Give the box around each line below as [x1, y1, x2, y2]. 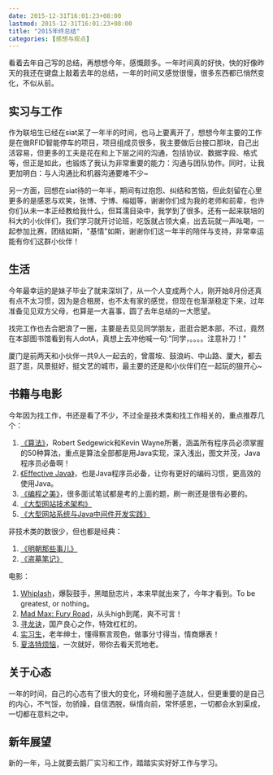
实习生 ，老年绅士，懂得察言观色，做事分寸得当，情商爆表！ [19, 628, 220, 639]
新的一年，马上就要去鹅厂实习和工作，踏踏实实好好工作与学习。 [8, 758, 222, 768]
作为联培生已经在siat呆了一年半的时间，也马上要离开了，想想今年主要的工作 [8, 128, 262, 138]
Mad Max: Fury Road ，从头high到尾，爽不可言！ [19, 608, 183, 619]
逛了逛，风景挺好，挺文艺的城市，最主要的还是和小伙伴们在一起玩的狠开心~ [8, 361, 262, 370]
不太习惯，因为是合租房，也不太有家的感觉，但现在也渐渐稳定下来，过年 [22, 296, 265, 305]
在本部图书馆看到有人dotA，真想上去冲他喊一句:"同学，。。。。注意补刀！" [8, 333, 247, 343]
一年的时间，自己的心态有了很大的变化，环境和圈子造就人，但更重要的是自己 [8, 689, 265, 698]
